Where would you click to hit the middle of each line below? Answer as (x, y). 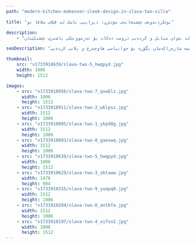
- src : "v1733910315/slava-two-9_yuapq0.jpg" (73, 189)
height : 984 (36, 184)
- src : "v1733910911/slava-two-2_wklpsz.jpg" (73, 108)
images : (15, 86)
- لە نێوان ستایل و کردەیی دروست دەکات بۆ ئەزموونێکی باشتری (103, 38)
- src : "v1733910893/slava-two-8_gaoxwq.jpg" (73, 140)
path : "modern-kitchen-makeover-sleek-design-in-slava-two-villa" (88, 11)
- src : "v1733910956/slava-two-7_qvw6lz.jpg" (73, 91)
